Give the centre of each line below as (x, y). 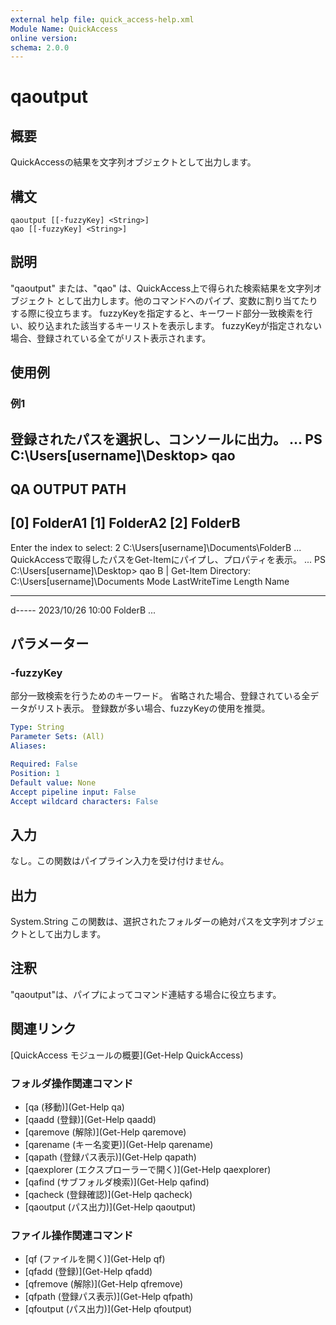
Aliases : (28, 746)
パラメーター (50, 644)
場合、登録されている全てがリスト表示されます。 (111, 338)
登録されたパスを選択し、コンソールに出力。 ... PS (166, 439)
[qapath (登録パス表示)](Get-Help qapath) (110, 1157)
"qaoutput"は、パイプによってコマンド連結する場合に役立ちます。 (146, 994)
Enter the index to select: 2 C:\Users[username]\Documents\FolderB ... (156, 547)
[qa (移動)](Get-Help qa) (74, 1107)
